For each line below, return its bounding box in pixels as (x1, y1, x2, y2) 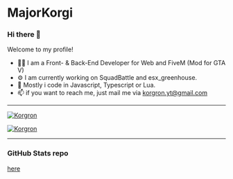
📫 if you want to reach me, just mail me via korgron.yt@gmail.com (17, 89, 208, 97)
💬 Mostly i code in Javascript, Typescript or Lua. (17, 81, 156, 89)
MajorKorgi (7, 5, 74, 21)
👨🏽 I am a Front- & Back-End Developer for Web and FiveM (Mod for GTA (17, 59, 226, 67)
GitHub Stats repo (7, 148, 69, 158)
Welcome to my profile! (7, 45, 74, 53)
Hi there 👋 (7, 30, 42, 40)
